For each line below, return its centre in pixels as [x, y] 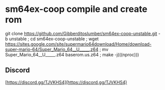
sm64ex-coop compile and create [76, 9]
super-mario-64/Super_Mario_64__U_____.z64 [52, 49]
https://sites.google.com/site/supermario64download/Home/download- [79, 44]
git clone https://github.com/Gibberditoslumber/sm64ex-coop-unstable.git [81, 33]
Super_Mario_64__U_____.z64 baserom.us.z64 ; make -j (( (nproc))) [72, 54]
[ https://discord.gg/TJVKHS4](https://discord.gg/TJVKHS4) [66, 82]
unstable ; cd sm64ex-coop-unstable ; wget [54, 39]
